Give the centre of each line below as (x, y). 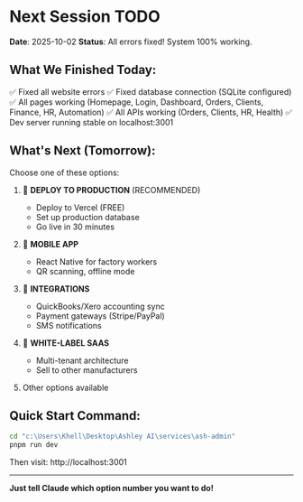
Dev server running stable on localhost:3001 (92, 122)
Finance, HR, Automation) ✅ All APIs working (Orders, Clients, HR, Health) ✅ (151, 112)
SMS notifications (69, 325)
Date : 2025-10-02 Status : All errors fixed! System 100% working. (131, 42)
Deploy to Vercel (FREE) (80, 207)
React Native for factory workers (96, 261)
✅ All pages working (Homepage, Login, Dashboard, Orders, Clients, (137, 102)
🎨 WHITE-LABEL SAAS (66, 343)
